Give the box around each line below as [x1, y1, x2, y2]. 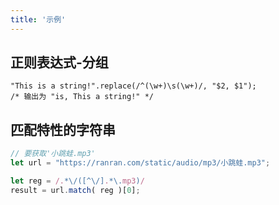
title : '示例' [10, 14, 67, 25]
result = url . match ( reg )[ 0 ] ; [10, 185, 141, 195]
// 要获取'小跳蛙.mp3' [10, 149, 96, 159]
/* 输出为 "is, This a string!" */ [10, 92, 154, 102]
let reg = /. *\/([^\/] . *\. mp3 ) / [10, 176, 145, 186]
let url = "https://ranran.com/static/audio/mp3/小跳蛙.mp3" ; [10, 158, 271, 168]
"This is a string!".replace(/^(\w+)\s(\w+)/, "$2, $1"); [10, 81, 257, 91]
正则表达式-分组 [10, 54, 109, 71]
